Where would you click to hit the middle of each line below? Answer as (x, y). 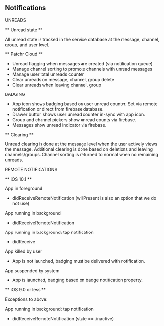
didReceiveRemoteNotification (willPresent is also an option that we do (84, 198)
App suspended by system (32, 270)
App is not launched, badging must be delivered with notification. (79, 261)
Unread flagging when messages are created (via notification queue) (82, 63)
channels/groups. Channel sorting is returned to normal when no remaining (82, 154)
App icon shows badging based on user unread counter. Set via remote (85, 104)
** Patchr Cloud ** (24, 54)
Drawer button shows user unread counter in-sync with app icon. (79, 114)
